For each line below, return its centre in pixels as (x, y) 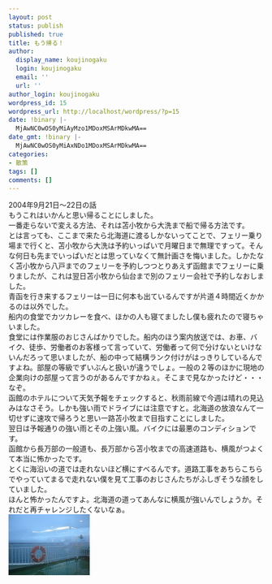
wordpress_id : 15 (38, 103)
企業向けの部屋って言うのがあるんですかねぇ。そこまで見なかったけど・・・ (136, 378)
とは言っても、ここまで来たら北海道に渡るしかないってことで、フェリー (129, 236)
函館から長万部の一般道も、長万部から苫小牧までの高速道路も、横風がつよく (136, 449)
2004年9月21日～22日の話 (53, 205)
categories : (28, 154)
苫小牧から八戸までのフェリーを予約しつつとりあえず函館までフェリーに (136, 266)
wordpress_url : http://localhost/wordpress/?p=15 (94, 111)
